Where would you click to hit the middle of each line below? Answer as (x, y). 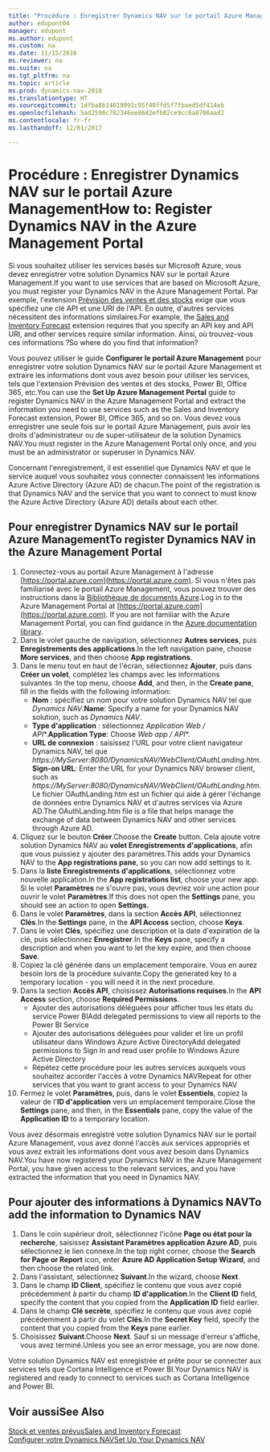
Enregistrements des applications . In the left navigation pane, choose (135, 648)
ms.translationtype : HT (48, 98)
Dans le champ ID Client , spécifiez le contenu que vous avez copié (131, 1285)
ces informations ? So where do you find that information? (103, 342)
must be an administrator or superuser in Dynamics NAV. (102, 452)
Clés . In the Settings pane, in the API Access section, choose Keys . (132, 922)
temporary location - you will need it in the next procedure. (117, 981)
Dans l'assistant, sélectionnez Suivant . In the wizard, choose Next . (130, 1277)
